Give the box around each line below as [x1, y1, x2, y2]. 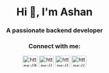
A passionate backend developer [6, 26, 103, 35]
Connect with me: [28, 42, 81, 51]
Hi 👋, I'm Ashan [16, 5, 93, 19]
